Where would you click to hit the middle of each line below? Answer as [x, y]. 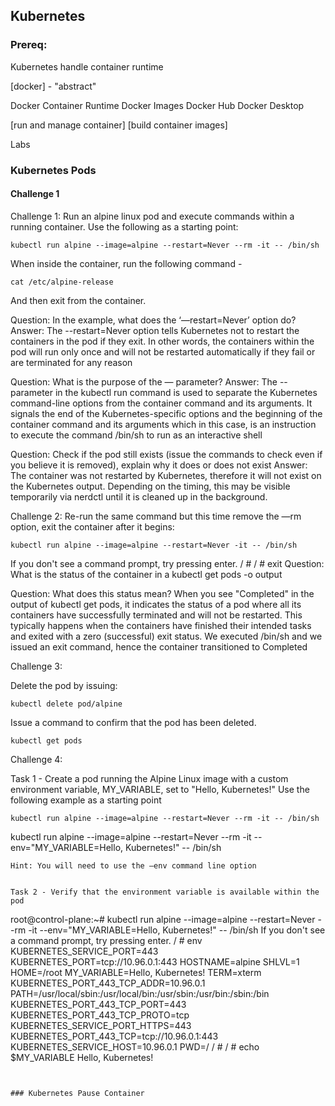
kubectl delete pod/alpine [66, 704]
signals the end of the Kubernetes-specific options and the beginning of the [166, 413]
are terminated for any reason [71, 362]
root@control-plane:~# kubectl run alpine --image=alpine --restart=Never [163, 919]
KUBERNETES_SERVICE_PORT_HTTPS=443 [101, 1025]
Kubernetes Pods [53, 170]
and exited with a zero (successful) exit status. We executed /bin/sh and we [166, 636]
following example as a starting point [86, 800]
